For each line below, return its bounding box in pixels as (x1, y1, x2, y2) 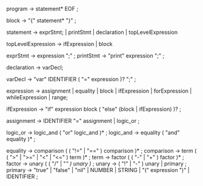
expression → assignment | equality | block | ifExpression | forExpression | (6, 87, 192, 95)
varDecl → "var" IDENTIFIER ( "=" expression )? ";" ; (6, 76, 136, 82)
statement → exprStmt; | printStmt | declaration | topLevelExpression (6, 28, 178, 36)
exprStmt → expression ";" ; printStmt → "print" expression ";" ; (6, 52, 165, 59)
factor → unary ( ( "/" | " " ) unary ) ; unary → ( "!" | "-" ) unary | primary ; (6, 160, 187, 167)
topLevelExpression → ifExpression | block (6, 41, 113, 47)
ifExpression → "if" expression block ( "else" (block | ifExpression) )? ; (6, 105, 182, 113)
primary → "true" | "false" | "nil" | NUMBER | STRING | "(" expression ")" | (6, 167, 190, 173)
